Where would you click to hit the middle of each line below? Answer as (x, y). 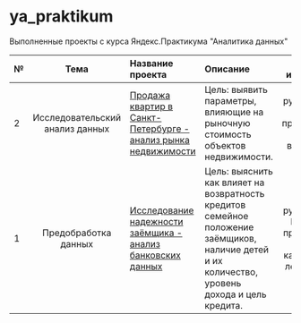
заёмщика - (156, 233)
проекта (148, 74)
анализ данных (77, 129)
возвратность (235, 193)
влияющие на (234, 112)
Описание (228, 69)
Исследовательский (77, 117)
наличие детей (237, 250)
